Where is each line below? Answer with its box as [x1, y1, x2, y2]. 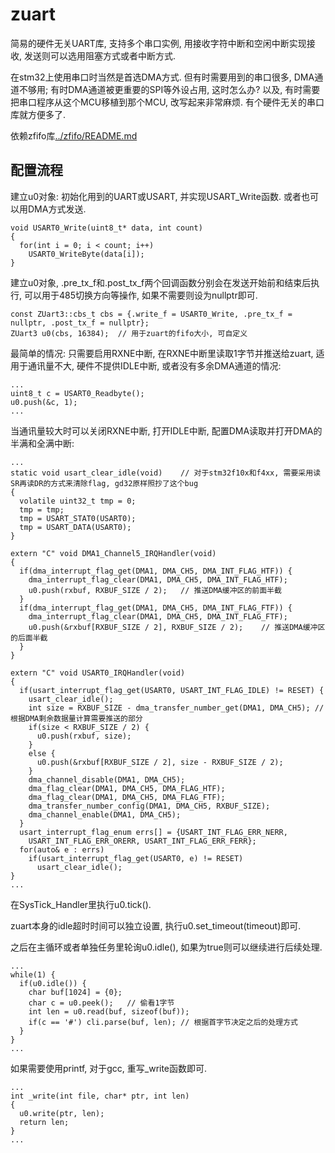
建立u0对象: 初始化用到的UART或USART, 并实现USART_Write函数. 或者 [10, 190, 302, 202]
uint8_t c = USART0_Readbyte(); [10, 388, 145, 398]
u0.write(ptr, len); [19, 1108, 105, 1118]
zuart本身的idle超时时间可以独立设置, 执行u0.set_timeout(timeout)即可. [10, 919, 302, 932]
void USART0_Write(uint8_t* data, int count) [10, 223, 203, 233]
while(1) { [10, 969, 56, 980]
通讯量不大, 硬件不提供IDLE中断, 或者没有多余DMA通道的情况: [27, 359, 282, 372]
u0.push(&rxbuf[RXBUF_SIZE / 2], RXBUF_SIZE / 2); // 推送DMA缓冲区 [28, 622, 326, 632]
